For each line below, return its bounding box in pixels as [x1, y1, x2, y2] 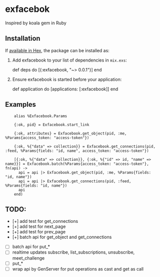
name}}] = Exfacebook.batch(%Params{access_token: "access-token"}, [5, 161, 149, 166]
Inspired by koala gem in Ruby [5, 20, 67, 26]
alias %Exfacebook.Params [14, 113, 68, 119]
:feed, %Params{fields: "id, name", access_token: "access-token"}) [5, 148, 149, 153]
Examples [5, 100, 36, 109]
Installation [5, 34, 40, 43]
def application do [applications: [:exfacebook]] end [12, 86, 119, 92]
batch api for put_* [12, 244, 50, 250]
